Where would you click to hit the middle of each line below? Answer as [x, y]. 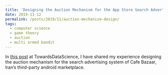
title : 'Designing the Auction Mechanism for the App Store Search [77, 10]
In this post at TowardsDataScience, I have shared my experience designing [83, 56]
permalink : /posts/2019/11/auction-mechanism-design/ [62, 19]
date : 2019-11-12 [23, 14]
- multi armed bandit [32, 42]
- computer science [30, 28]
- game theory [24, 33]
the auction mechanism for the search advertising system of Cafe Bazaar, [81, 62]
